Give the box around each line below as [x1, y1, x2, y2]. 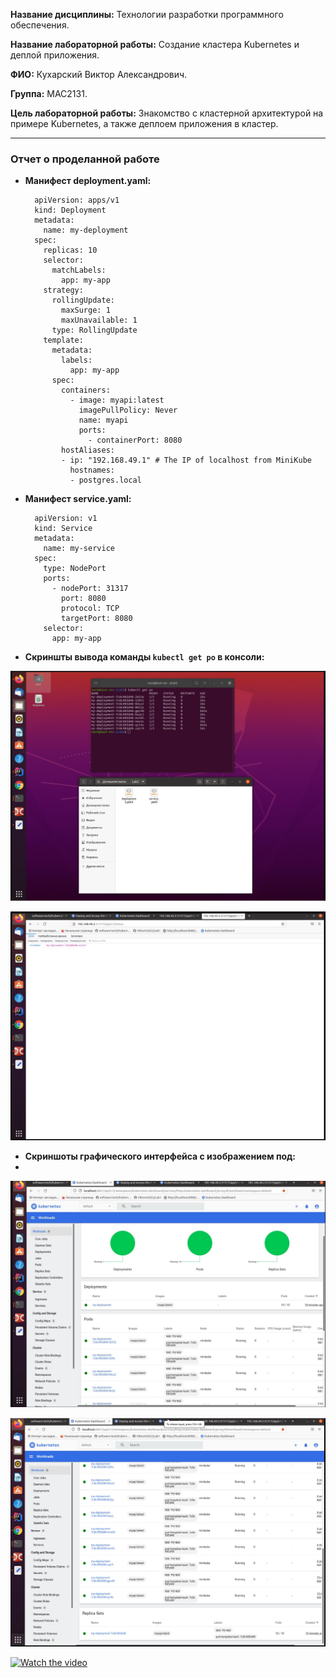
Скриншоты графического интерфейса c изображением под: [24, 1150, 296, 1162]
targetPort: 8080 [61, 614, 133, 624]
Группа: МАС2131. [10, 88, 88, 99]
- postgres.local [69, 475, 142, 486]
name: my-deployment [43, 225, 129, 236]
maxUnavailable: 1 [61, 315, 138, 326]
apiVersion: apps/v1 [34, 195, 120, 206]
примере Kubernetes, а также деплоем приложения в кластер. [10, 118, 279, 129]
